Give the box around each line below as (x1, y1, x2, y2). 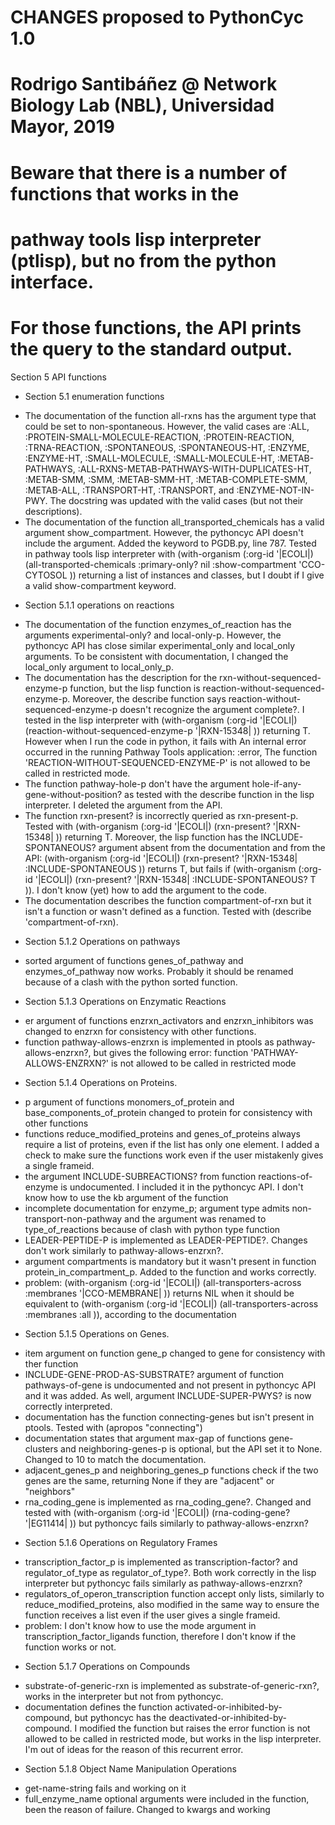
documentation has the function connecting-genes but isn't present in (24, 1411, 315, 1423)
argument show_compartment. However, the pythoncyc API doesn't (24, 526, 304, 538)
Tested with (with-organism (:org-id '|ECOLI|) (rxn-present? (24, 820, 271, 832)
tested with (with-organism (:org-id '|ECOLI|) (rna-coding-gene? (24, 1506, 291, 1518)
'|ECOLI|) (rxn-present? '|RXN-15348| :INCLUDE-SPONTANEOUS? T (34, 873, 317, 885)
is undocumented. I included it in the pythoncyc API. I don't (60, 1181, 304, 1193)
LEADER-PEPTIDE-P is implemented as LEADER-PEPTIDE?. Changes (24, 1234, 308, 1246)
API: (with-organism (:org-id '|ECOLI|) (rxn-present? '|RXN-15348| (24, 852, 298, 864)
